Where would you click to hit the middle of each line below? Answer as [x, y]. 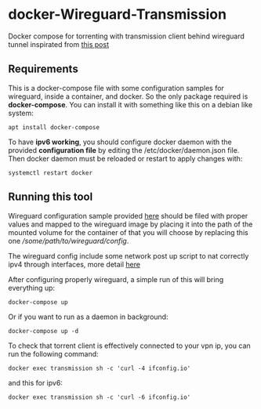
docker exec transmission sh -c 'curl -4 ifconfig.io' [100, 368]
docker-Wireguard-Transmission [118, 14]
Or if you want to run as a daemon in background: [88, 317]
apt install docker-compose [54, 127]
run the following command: [54, 353]
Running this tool [51, 197]
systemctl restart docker [50, 173]
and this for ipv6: [35, 382]
